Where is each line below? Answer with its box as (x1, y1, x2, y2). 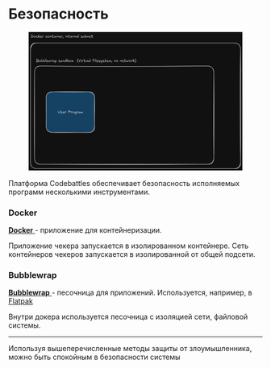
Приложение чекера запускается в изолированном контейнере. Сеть (8, 241, 249, 250)
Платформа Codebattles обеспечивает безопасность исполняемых (8, 178, 240, 188)
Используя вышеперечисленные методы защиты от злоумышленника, (8, 344, 252, 354)
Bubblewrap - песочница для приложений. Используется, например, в (8, 287, 252, 298)
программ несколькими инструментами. (8, 187, 151, 196)
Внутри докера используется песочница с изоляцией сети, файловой (8, 312, 248, 322)
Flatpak (8, 296, 34, 306)
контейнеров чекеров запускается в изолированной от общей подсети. (8, 250, 256, 259)
